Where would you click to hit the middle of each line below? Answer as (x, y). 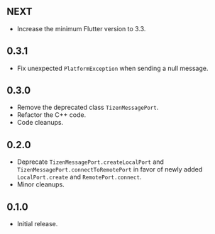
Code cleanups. (40, 123)
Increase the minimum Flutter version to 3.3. (81, 28)
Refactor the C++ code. (51, 115)
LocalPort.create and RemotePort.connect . (79, 177)
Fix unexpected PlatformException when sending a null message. (112, 68)
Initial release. (37, 224)
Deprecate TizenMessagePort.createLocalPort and (90, 162)
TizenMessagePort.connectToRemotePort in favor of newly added (110, 169)
